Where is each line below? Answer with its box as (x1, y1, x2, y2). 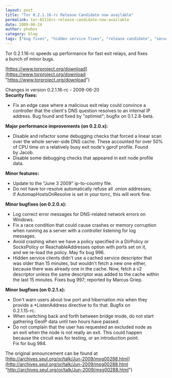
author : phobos (5, 27, 38, 32)
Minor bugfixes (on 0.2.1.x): (5, 286, 66, 293)
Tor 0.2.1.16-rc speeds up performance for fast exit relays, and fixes (5, 50, 148, 57)
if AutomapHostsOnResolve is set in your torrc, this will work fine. (12, 191, 151, 197)
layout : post (5, 7, 33, 13)
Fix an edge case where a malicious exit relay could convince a (12, 102, 146, 108)
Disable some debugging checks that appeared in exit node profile (12, 155, 154, 161)
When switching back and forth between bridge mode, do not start (12, 313, 154, 319)
